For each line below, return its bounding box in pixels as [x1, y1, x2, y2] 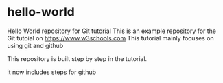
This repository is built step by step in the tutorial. [7, 54, 148, 62]
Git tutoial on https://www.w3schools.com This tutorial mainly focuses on [7, 34, 214, 42]
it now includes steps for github [7, 68, 97, 76]
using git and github [7, 41, 64, 49]
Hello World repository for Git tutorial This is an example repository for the [7, 27, 217, 35]
